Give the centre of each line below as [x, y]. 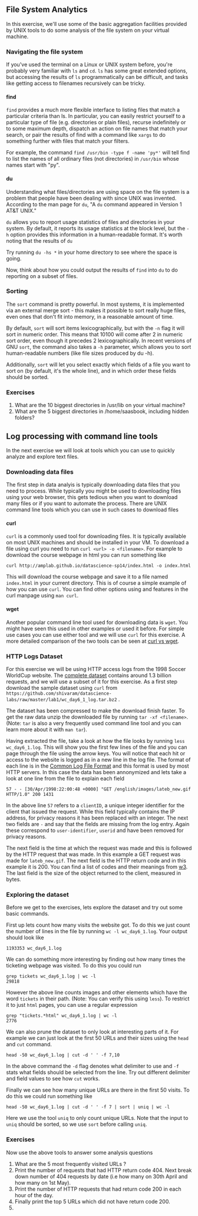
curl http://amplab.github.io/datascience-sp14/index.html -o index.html [99, 566]
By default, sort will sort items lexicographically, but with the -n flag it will [95, 328]
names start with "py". [33, 165]
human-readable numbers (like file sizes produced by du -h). [80, 353]
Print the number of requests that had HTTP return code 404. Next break [103, 1170]
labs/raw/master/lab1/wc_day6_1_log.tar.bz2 [62, 700]
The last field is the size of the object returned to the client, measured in [94, 873]
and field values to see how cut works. [53, 1079]
